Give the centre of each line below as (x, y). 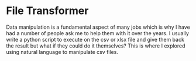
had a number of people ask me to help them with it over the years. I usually (97, 33)
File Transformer (47, 11)
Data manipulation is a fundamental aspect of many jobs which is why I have (98, 27)
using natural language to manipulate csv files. (62, 52)
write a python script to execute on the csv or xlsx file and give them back (95, 39)
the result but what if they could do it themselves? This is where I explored (96, 46)
